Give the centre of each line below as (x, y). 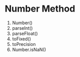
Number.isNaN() (29, 49)
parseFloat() (25, 33)
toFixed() (22, 39)
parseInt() (23, 28)
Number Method (40, 9)
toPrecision (24, 44)
